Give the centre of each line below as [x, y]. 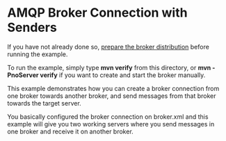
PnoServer [23, 75]
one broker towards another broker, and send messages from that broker [112, 96]
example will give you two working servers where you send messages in [111, 124]
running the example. [38, 54]
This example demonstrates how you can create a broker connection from [113, 88]
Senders [32, 27]
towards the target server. [44, 103]
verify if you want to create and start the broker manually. [123, 75]
